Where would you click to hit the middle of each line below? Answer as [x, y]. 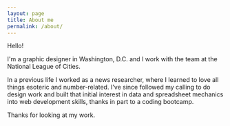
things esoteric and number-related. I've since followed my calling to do [109, 87]
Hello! [15, 46]
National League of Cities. [44, 67]
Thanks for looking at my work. [51, 115]
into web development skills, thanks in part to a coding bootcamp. [101, 102]
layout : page [26, 13]
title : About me [30, 20]
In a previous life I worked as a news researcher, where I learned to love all [113, 80]
